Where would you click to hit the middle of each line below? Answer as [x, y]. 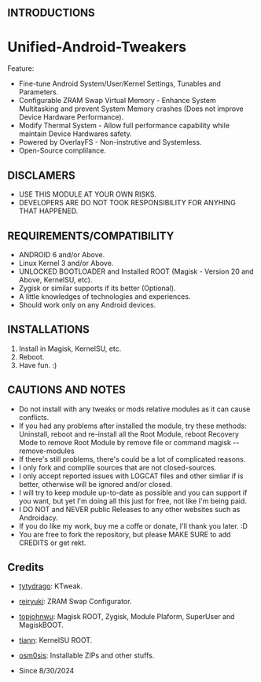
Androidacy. [38, 518]
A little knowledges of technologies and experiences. [105, 296]
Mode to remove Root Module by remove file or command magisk [125, 442]
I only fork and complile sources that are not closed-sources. [118, 467]
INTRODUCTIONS [51, 13]
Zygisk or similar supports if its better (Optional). [97, 288]
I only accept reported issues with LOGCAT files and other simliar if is [131, 476]
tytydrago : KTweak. [51, 586]
